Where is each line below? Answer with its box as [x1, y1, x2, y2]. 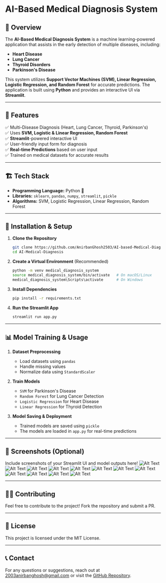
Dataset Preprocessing [12, 349, 61, 355]
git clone [12, 245, 33, 250]
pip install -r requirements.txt [12, 296, 82, 301]
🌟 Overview [5, 23, 41, 32]
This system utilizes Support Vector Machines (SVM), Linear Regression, [5, 77, 157, 82]
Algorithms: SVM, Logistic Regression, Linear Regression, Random [12, 198, 149, 204]
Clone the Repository [12, 235, 57, 241]
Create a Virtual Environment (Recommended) [12, 259, 109, 265]
